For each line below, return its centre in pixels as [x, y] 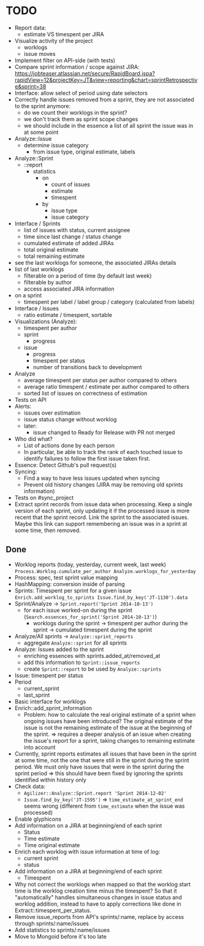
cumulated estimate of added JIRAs [69, 243]
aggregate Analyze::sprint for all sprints [75, 643]
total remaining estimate [54, 256]
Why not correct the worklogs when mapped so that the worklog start [103, 884]
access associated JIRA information [69, 289]
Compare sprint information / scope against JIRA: [77, 67]
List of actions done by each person [69, 445]
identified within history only [50, 780]
